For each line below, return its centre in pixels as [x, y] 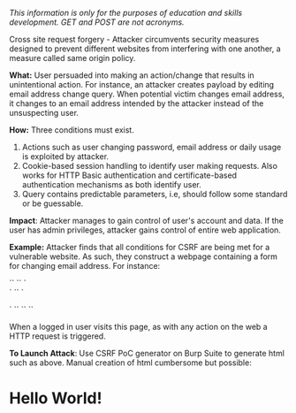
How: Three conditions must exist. [72, 130]
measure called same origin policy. [72, 58]
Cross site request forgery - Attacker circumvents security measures [134, 39]
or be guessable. [53, 203]
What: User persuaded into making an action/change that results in [132, 75]
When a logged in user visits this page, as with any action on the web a [138, 327]
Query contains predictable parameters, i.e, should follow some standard [155, 194]
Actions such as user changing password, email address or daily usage [152, 147]
